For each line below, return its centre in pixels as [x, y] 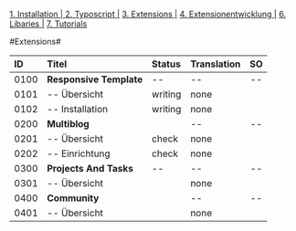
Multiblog [68, 124]
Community [73, 198]
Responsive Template [95, 79]
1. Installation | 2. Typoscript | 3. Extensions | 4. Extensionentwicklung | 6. [148, 14]
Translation [216, 64]
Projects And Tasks [90, 168]
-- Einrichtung [79, 153]
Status [166, 64]
